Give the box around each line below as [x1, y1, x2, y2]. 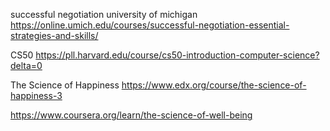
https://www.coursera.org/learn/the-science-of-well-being [10, 109, 253, 121]
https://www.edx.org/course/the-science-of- [121, 79, 307, 91]
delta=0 [10, 60, 43, 71]
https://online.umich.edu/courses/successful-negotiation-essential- [10, 19, 290, 31]
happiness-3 [10, 90, 63, 101]
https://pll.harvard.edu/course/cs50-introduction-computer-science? [35, 49, 320, 61]
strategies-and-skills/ [10, 30, 99, 41]
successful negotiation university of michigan [10, 9, 198, 20]
